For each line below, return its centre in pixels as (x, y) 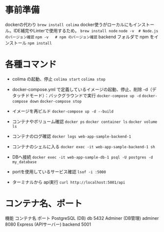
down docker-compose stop (56, 101)
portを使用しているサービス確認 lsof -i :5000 (59, 171)
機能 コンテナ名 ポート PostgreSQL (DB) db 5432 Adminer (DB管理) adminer (82, 218)
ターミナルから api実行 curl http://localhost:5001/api (69, 182)
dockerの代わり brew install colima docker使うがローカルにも (69, 24)
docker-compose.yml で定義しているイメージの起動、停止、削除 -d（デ (84, 89)
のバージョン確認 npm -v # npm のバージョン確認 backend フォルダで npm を (80, 37)
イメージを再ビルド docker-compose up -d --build (63, 111)
